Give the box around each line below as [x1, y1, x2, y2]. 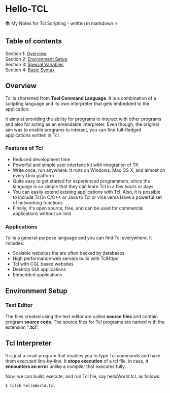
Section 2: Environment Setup [5, 56, 67, 62]
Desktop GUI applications [12, 266, 66, 273]
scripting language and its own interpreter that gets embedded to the [5, 100, 150, 107]
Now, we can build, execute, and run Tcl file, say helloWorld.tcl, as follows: [5, 373, 161, 379]
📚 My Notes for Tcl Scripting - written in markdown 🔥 [5, 20, 118, 26]
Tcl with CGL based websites [12, 261, 74, 267]
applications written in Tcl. [5, 132, 60, 138]
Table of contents [5, 37, 62, 46]
